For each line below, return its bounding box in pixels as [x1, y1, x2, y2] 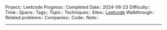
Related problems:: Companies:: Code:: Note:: [5, 15, 99, 20]
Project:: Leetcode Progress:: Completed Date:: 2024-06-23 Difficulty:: [5, 4, 151, 10]
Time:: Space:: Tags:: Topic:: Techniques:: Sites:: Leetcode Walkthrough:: [5, 9, 155, 15]
